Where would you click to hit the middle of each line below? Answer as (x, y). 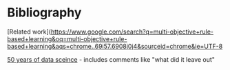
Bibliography (44, 13)
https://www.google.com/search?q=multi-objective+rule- (132, 32)
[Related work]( (29, 32)
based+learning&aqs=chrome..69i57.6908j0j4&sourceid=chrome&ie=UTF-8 (115, 46)
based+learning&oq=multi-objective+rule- (67, 38)
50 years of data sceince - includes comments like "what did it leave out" (111, 59)
